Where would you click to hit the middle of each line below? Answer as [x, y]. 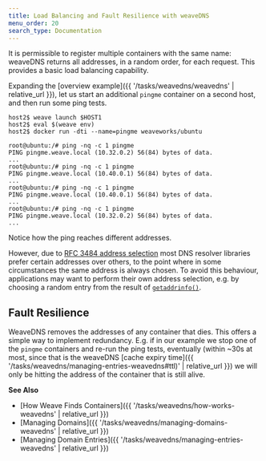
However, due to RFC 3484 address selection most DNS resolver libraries [129, 253]
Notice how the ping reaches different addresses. [90, 238]
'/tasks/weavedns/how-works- [184, 406]
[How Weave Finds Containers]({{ [76, 406]
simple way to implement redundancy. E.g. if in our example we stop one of [132, 341]
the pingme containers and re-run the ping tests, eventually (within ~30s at [131, 349]
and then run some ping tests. [58, 103]
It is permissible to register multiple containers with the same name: [120, 54]
